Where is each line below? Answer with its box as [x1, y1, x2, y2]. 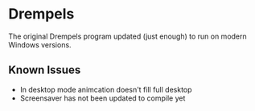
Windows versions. [8, 39, 72, 49]
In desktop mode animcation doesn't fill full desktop [19, 84, 192, 94]
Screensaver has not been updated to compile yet [19, 93, 186, 103]
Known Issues [8, 64, 81, 77]
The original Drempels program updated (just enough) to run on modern [8, 31, 247, 41]
